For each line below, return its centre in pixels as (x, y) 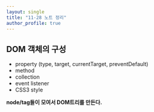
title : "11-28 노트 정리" (36, 18)
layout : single (25, 12)
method (25, 71)
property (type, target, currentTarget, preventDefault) (82, 64)
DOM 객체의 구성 (36, 49)
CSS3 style (29, 90)
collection (27, 77)
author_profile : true (34, 23)
